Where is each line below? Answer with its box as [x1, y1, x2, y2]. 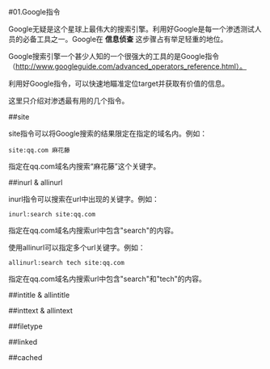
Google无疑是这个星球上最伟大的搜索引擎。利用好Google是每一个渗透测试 [8, 24, 255, 34]
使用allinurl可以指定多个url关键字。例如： [8, 243, 146, 252]
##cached [8, 353, 43, 362]
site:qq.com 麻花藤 [8, 146, 70, 154]
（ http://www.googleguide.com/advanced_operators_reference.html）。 [8, 61, 247, 71]
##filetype [8, 321, 43, 331]
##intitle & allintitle [8, 290, 70, 300]
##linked [8, 338, 38, 346]
